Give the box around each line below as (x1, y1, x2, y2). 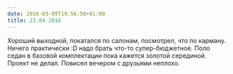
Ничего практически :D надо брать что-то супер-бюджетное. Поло (7, 44, 210, 52)
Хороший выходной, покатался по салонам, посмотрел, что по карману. (7, 36, 227, 44)
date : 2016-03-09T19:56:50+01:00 (7, 10, 106, 18)
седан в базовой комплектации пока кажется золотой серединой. (7, 51, 207, 60)
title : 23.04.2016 (7, 17, 61, 24)
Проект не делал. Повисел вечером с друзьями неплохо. (7, 58, 180, 67)
